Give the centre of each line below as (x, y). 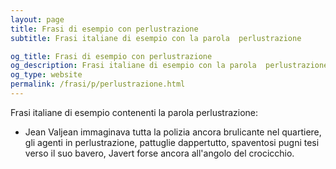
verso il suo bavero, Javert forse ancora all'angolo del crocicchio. (159, 153)
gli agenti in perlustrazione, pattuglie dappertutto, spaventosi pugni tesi (172, 142)
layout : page (37, 19)
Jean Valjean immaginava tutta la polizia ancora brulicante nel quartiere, (173, 132)
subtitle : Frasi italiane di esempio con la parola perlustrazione (156, 38)
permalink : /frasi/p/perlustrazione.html (98, 84)
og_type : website (46, 75)
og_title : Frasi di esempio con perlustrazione (111, 56)
